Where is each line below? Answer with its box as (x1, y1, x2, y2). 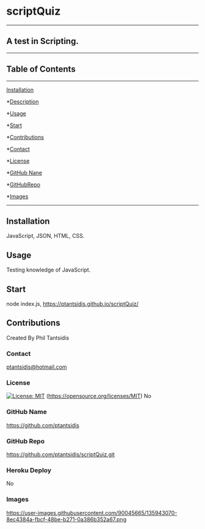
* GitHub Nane (6, 169, 43, 176)
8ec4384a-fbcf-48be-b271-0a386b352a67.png (6, 516, 127, 523)
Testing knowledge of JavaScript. (6, 266, 91, 273)
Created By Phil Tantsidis (6, 334, 70, 341)
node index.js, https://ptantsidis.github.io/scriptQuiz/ (6, 300, 139, 307)
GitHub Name (6, 408, 47, 416)
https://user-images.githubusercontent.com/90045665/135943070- (6, 509, 178, 516)
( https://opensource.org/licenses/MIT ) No (46, 393, 151, 400)
